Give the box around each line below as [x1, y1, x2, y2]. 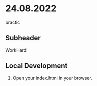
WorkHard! [5, 47, 28, 53]
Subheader [5, 34, 41, 42]
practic [5, 19, 20, 25]
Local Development [5, 62, 68, 70]
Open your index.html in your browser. [12, 75, 92, 81]
